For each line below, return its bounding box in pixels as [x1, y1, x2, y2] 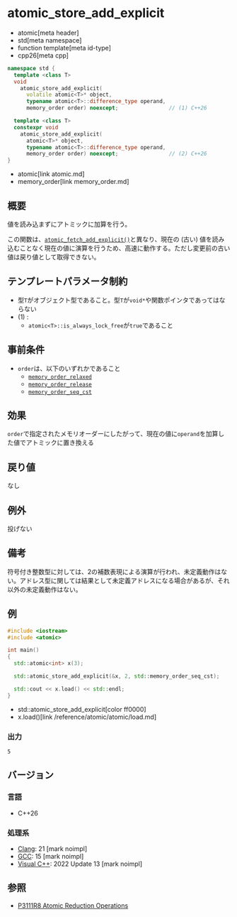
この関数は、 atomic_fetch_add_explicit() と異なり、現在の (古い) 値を [7, 235, 212, 243]
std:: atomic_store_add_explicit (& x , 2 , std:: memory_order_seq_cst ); [13, 673, 220, 680]
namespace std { [7, 65, 55, 72]
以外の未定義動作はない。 [7, 585, 82, 594]
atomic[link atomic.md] [17, 170, 85, 178]
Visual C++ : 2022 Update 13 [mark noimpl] [17, 859, 143, 868]
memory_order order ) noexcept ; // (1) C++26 [25, 104, 207, 112]
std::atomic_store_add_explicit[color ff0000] [17, 705, 146, 713]
